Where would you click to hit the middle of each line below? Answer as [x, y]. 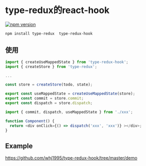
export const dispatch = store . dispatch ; [49, 103]
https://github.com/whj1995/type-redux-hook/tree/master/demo [71, 158]
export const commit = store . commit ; [44, 98]
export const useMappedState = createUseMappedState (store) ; [70, 94]
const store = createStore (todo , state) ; [49, 85]
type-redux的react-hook [57, 10]
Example [19, 146]
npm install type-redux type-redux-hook [49, 33]
